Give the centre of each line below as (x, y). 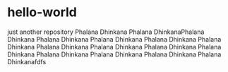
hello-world (42, 12)
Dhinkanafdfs (27, 61)
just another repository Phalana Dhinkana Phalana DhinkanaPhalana (106, 32)
